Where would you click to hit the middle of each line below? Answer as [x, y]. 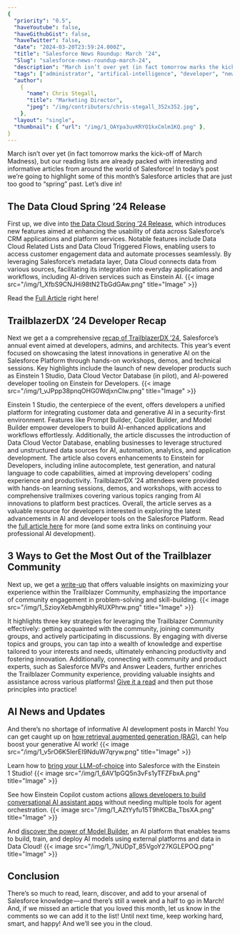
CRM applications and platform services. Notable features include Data [112, 239]
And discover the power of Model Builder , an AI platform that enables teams [119, 831]
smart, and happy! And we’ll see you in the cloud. [80, 924]
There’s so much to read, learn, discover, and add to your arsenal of [107, 894]
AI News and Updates [56, 712]
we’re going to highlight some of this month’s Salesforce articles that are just [120, 176]
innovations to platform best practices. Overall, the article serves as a [110, 503]
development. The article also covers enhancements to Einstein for [106, 458]
